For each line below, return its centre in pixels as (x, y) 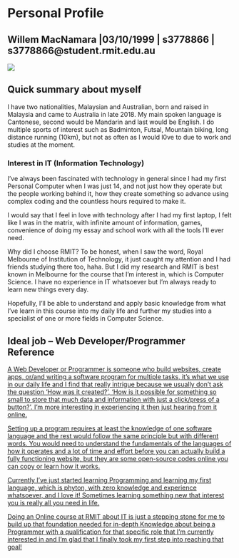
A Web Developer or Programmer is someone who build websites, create (114, 369)
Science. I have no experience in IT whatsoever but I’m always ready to (112, 282)
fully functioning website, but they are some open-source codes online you (118, 458)
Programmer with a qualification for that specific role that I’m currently (111, 532)
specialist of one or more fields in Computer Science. (86, 319)
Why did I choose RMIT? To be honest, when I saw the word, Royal (105, 252)
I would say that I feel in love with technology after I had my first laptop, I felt (119, 215)
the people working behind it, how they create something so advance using (118, 194)
